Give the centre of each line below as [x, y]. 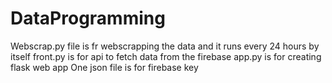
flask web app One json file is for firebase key [104, 67]
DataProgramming [88, 18]
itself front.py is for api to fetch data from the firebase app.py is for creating [166, 56]
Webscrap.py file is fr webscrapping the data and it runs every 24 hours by [165, 46]
